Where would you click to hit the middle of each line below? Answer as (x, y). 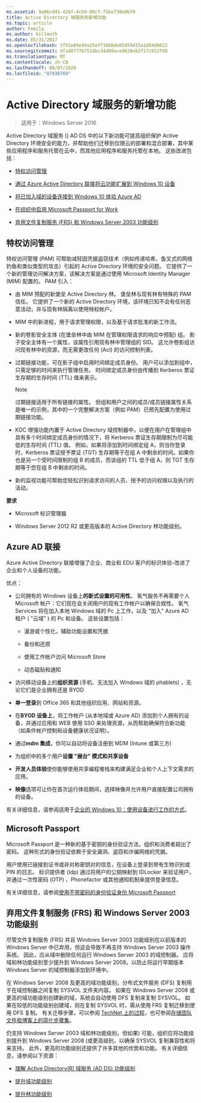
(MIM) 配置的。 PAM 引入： (40, 281)
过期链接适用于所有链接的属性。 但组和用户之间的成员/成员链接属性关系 (103, 402)
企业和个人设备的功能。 (35, 570)
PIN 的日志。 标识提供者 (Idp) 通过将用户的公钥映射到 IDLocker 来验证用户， (100, 872)
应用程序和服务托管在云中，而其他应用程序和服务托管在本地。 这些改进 (99, 151)
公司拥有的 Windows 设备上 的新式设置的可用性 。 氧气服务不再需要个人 (102, 595)
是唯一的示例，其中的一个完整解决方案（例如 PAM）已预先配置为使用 (100, 409)
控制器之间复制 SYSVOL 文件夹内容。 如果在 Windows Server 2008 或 (108, 990)
